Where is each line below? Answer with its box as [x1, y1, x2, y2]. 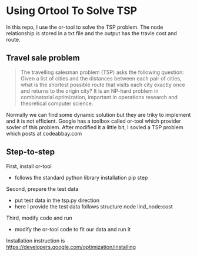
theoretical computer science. [20, 100, 94, 107]
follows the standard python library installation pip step [14, 174, 148, 181]
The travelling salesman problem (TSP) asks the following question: [20, 69, 184, 76]
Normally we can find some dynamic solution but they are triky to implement [6, 111, 191, 118]
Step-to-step [6, 147, 55, 157]
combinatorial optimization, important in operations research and [20, 93, 178, 100]
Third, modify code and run [6, 214, 72, 221]
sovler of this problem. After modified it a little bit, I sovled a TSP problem [6, 123, 183, 130]
